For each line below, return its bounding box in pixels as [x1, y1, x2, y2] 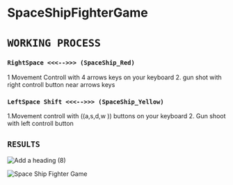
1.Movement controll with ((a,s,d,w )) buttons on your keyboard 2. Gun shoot [7, 111, 226, 120]
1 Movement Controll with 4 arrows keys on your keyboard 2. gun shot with [7, 73, 223, 81]
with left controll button [7, 119, 74, 127]
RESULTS [7, 139, 40, 150]
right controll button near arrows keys [7, 80, 115, 88]
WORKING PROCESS [7, 37, 101, 50]
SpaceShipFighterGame [7, 5, 148, 21]
